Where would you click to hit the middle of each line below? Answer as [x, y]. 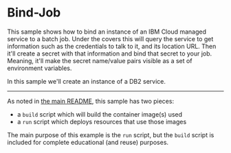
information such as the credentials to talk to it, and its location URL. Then [112, 46]
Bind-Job [34, 13]
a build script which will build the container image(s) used [100, 114]
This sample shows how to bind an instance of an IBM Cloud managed [107, 32]
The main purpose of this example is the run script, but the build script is [111, 134]
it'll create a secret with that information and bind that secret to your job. [110, 54]
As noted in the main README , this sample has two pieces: [90, 101]
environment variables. [40, 68]
